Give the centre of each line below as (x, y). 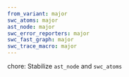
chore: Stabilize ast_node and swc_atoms (65, 66)
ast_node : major (31, 27)
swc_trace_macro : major (42, 46)
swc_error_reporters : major (49, 33)
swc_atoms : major (33, 20)
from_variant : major (38, 14)
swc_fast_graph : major (41, 40)
